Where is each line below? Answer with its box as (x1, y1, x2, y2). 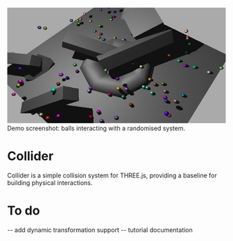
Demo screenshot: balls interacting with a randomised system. (7, 124, 186, 132)
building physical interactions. (7, 178, 93, 187)
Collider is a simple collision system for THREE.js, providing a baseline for (7, 171, 217, 179)
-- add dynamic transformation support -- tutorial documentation (7, 226, 193, 234)
